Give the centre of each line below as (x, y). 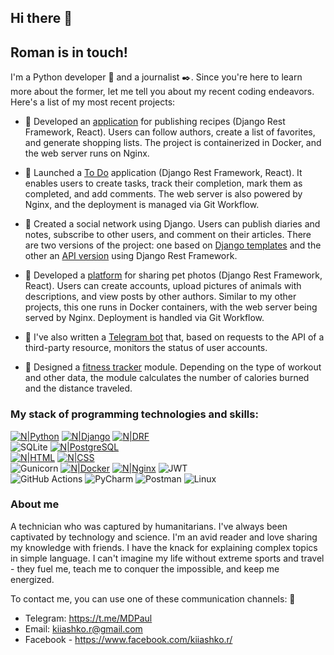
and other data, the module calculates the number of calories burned (167, 378)
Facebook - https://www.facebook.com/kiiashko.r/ (128, 639)
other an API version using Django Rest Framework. (131, 256)
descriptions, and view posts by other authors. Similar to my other (160, 297)
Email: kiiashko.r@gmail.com (83, 628)
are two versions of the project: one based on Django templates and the (173, 245)
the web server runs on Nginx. (87, 153)
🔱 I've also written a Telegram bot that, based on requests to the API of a (174, 337)
